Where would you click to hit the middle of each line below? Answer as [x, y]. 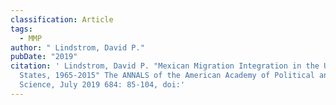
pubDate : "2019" [44, 57]
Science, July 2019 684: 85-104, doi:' [102, 85]
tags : [21, 29]
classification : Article [62, 19]
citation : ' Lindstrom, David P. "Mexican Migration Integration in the [165, 66]
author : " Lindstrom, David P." [77, 47]
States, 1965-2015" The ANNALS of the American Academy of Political [167, 76]
